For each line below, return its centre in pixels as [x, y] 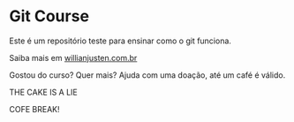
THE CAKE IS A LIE [43, 92]
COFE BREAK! [34, 109]
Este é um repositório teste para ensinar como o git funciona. [121, 41]
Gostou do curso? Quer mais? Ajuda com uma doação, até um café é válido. [147, 75]
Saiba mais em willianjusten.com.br [73, 57]
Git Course [49, 16]
